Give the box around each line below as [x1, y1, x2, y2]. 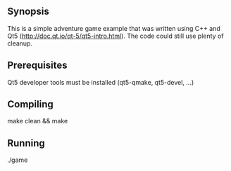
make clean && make [7, 117, 68, 125]
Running [7, 137, 46, 149]
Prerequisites [7, 60, 68, 71]
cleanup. [7, 39, 33, 48]
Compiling [7, 98, 54, 111]
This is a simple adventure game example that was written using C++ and [7, 24, 220, 32]
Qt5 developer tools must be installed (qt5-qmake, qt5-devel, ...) [7, 78, 194, 86]
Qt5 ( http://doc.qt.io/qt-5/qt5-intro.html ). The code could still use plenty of [7, 32, 224, 40]
